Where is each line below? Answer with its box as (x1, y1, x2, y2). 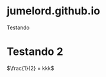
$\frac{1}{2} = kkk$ (7, 64, 54, 72)
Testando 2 (7, 45, 64, 58)
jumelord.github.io (7, 4, 100, 18)
